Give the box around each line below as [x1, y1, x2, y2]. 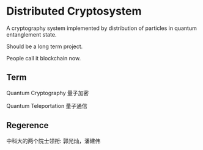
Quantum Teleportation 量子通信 [6, 102, 87, 109]
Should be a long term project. [6, 43, 83, 50]
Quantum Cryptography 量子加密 [6, 89, 89, 96]
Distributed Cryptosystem [6, 4, 142, 18]
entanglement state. [6, 30, 57, 38]
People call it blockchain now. [6, 54, 81, 62]
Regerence [6, 120, 49, 130]
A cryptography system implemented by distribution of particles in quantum [6, 24, 197, 32]
